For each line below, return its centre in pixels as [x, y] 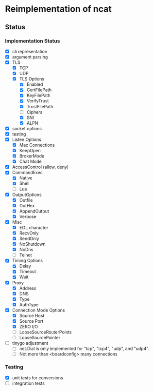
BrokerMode [32, 156]
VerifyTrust [38, 101]
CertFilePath [39, 90]
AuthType [29, 304]
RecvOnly [29, 233]
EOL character [34, 227]
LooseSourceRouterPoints [45, 332]
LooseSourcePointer [40, 338]
